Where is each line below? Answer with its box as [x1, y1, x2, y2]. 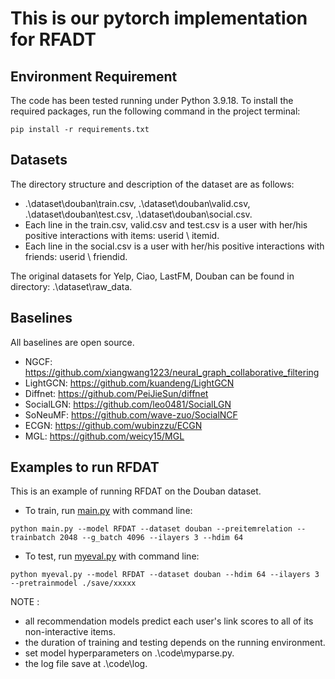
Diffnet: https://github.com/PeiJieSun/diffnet [24, 387, 209, 399]
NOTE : [10, 596, 40, 608]
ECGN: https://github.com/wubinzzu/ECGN [24, 419, 203, 431]
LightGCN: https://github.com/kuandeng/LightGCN [24, 377, 235, 389]
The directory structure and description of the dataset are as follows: [10, 178, 295, 190]
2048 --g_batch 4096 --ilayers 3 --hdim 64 [59, 533, 244, 543]
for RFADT [10, 28, 97, 51]
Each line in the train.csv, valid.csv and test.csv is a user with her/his [24, 218, 308, 231]
